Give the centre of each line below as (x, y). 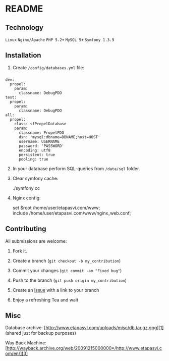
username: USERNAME (39, 141)
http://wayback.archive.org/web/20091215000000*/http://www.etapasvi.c (84, 348)
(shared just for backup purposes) (41, 333)
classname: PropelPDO (41, 133)
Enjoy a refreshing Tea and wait (45, 300)
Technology (24, 28)
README (24, 9)
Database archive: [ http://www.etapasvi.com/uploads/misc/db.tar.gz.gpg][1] (84, 328)
